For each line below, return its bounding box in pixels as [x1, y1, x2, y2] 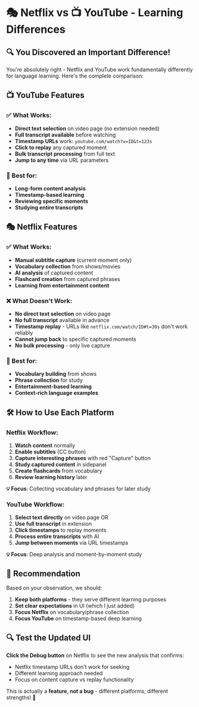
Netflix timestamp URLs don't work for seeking [14, 663, 130, 670]
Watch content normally [14, 442, 76, 449]
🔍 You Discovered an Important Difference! [6, 47, 171, 57]
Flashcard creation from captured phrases [14, 275, 120, 282]
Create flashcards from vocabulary [14, 467, 102, 474]
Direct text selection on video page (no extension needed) [14, 125, 160, 132]
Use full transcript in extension [14, 520, 92, 527]
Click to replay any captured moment [14, 144, 107, 151]
